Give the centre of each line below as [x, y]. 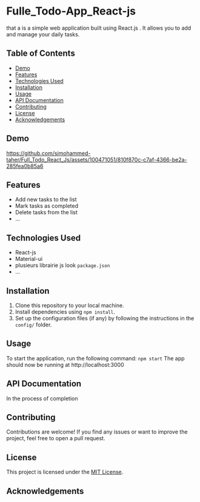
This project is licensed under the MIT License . [65, 472]
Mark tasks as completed [47, 206]
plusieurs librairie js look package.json [62, 265]
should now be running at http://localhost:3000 [65, 365]
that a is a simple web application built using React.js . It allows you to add [99, 28]
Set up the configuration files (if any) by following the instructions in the [105, 318]
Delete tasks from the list [46, 213]
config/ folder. [33, 325]
